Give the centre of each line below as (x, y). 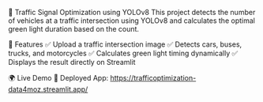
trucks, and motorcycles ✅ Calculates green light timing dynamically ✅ (123, 53)
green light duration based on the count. (74, 29)
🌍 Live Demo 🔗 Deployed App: (58, 78)
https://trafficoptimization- (153, 78)
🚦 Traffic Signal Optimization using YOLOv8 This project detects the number (132, 12)
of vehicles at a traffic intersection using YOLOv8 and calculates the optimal (131, 21)
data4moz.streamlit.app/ (48, 89)
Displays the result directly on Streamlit (72, 62)
